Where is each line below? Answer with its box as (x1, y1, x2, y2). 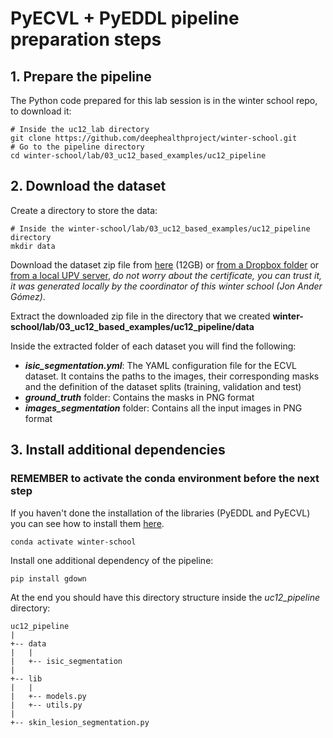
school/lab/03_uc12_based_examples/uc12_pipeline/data (10, 320, 255, 332)
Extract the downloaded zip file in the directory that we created (10, 310, 271, 322)
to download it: (10, 105, 72, 117)
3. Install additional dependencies (10, 442, 226, 459)
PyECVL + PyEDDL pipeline (10, 7, 240, 30)
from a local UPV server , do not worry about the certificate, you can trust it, (10, 269, 323, 281)
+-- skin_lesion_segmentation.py (10, 717, 150, 727)
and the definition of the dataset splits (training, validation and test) (24, 380, 302, 392)
